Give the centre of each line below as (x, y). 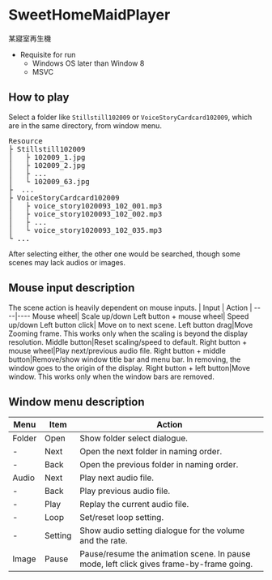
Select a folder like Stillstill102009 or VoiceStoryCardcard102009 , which (130, 117)
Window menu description (76, 402)
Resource (25, 141)
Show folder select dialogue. (134, 438)
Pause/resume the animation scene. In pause (165, 554)
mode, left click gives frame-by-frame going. (166, 564)
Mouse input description (72, 288)
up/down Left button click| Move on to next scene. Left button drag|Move (131, 324)
